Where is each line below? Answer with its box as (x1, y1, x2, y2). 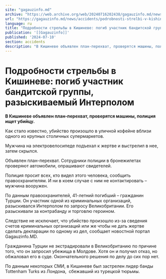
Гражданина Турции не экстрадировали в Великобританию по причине (5, 243, 157, 249)
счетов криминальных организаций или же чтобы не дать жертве (5, 223, 145, 229)
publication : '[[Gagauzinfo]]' (5, 30, 70, 35)
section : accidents (5, 40, 45, 44)
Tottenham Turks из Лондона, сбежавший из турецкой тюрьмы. (5, 268, 140, 274)
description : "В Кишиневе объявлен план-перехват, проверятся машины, (5, 44, 154, 49)
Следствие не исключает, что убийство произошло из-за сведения (5, 218, 147, 224)
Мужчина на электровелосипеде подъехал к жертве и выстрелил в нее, (5, 143, 159, 149)
